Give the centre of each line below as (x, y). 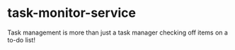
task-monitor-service (72, 13)
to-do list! (21, 39)
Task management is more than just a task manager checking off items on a (118, 32)
